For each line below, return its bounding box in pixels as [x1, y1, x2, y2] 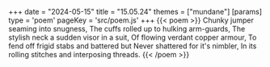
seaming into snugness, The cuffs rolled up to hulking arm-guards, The [8, 24, 246, 33]
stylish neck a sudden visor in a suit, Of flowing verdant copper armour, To [8, 32, 257, 42]
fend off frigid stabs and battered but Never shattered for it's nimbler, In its [8, 41, 257, 51]
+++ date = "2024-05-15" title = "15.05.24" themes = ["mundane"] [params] [8, 7, 263, 16]
